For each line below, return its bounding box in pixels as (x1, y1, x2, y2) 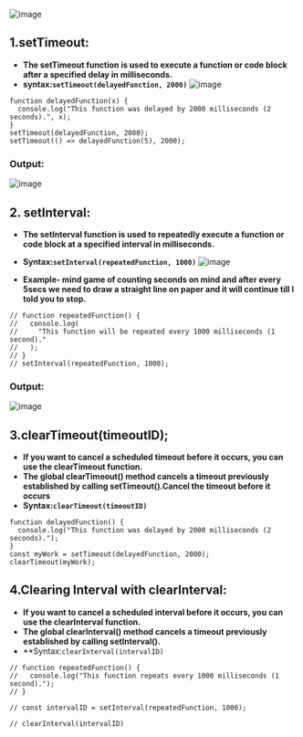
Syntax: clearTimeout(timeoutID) (22, 500, 148, 511)
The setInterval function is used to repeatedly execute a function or (22, 228, 285, 239)
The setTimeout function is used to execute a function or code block (22, 59, 287, 70)
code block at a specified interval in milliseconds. (22, 238, 215, 249)
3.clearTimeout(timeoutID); (9, 427, 169, 443)
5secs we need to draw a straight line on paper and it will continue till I (22, 283, 295, 294)
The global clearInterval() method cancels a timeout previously (22, 626, 267, 637)
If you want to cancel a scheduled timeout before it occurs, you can (22, 452, 284, 463)
